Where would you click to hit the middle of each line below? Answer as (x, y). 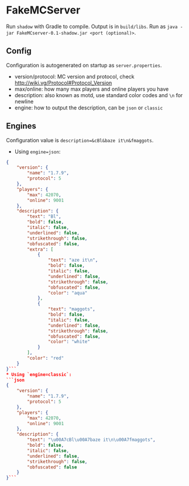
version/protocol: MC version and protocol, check (74, 76)
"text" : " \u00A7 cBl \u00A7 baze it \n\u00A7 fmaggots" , (92, 440)
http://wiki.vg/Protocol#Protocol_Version (63, 83)
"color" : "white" (69, 342)
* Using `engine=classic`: (39, 374)
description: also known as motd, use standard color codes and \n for (99, 95)
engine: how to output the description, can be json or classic (89, 107)
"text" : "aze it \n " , (73, 260)
